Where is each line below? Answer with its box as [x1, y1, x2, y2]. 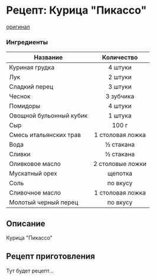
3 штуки [108, 82, 132, 91]
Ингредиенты [6, 38, 48, 46]
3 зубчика [105, 93, 135, 101]
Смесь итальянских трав [9, 131, 82, 139]
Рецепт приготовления [6, 252, 96, 262]
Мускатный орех [9, 170, 57, 178]
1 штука [108, 112, 132, 120]
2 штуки [108, 73, 132, 81]
